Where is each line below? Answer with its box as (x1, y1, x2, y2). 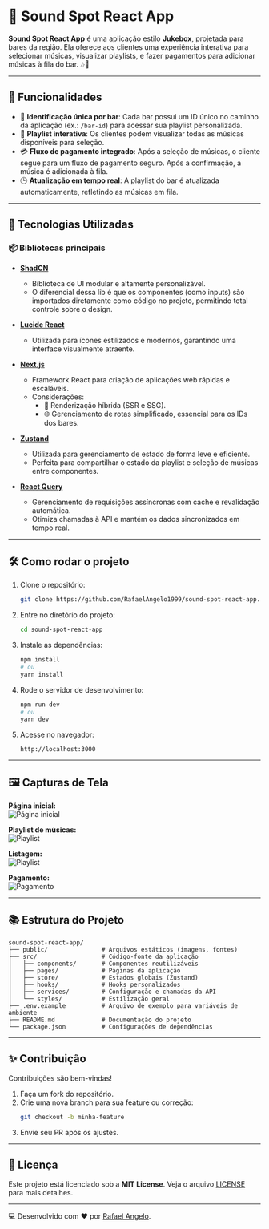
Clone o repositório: (19, 580, 86, 590)
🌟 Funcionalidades (8, 91, 102, 104)
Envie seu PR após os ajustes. (19, 1127, 119, 1137)
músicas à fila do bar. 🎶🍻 (8, 59, 90, 69)
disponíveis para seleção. (19, 137, 105, 147)
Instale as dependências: (19, 641, 102, 649)
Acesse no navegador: (19, 730, 94, 740)
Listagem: (8, 849, 42, 859)
